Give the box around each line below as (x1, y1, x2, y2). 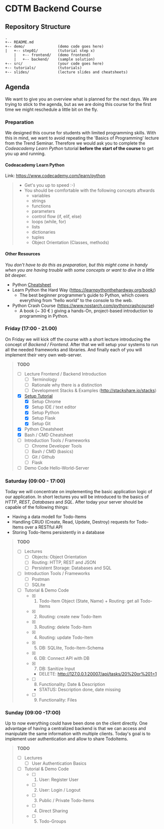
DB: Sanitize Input (39, 665, 75, 672)
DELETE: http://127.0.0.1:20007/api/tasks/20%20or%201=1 (39, 671, 157, 677)
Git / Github (31, 454, 55, 460)
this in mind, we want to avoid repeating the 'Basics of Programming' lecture (5, 135, 159, 141)
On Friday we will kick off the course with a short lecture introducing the (5, 336, 151, 342)
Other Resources (5, 251, 41, 256)
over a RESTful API (24, 524, 63, 530)
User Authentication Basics (31, 760, 87, 766)
